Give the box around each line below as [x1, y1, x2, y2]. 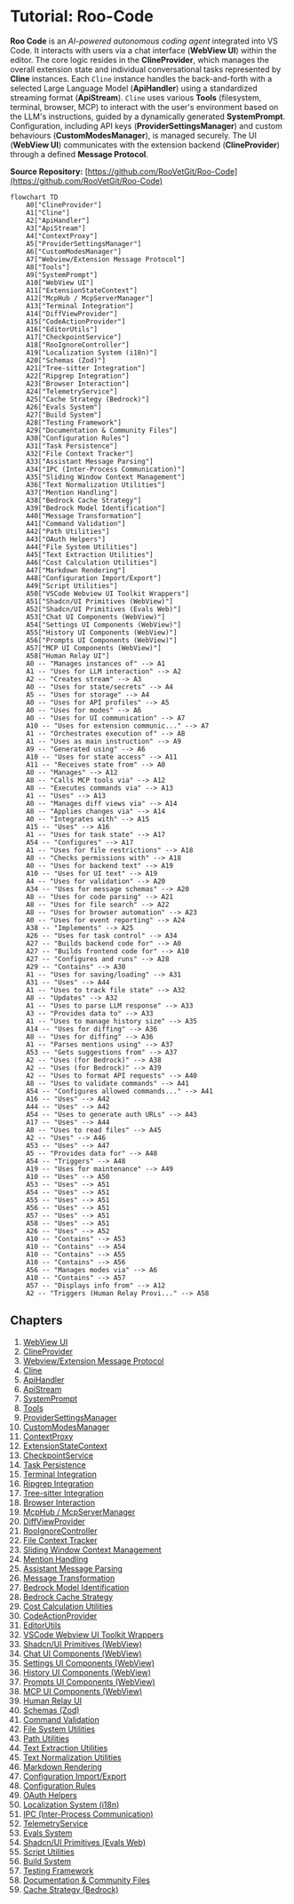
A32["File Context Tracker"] [26, 449, 134, 458]
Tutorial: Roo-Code [10, 6, 154, 27]
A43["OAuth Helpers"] [26, 535, 106, 544]
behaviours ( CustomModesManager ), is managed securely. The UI [10, 130, 257, 140]
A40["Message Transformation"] [26, 511, 142, 521]
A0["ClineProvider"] [26, 200, 102, 210]
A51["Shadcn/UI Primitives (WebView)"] [26, 597, 174, 606]
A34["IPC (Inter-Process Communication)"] [26, 465, 186, 474]
